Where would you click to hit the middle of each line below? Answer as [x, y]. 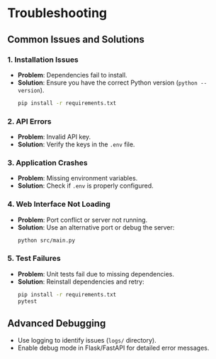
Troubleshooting [57, 13]
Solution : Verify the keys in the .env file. [76, 144]
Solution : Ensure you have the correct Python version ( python [108, 82]
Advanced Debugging [57, 323]
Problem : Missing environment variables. [78, 178]
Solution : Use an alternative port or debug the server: [96, 227]
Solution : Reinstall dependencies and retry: [81, 282]
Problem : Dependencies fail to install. [72, 75]
